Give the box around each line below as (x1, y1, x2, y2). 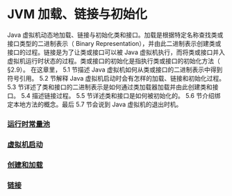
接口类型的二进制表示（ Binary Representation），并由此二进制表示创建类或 (7, 39, 222, 47)
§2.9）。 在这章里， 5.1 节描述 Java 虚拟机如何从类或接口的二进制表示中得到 (7, 65, 223, 74)
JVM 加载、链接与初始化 (7, 6, 147, 22)
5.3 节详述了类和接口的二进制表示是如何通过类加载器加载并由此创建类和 (7, 83, 213, 91)
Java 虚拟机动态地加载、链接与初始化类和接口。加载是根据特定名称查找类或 (7, 31, 224, 39)
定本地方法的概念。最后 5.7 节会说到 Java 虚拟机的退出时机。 (7, 100, 183, 108)
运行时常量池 (7, 119, 51, 129)
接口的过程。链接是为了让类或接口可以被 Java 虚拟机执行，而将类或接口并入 (7, 48, 226, 56)
